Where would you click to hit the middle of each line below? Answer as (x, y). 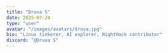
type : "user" (23, 23)
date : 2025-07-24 (28, 18)
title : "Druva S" (28, 12)
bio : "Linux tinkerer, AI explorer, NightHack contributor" (85, 35)
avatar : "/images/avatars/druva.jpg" (54, 29)
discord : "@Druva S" (33, 40)
